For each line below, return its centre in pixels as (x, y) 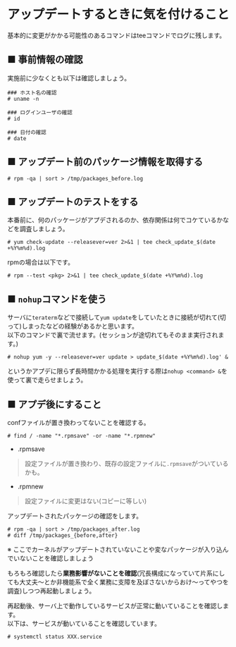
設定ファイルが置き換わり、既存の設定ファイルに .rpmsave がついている (126, 463)
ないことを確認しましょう (56, 558)
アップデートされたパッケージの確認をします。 (75, 516)
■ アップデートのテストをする (73, 202)
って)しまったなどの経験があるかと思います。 (73, 326)
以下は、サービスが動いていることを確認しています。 (84, 623)
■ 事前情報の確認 (45, 60)
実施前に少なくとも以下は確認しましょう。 (69, 78)
